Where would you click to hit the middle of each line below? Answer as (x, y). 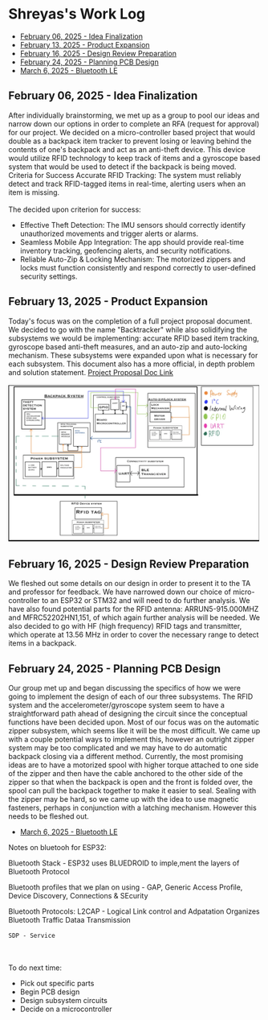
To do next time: (35, 968)
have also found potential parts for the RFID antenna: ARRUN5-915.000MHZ (134, 609)
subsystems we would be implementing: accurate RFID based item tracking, (134, 338)
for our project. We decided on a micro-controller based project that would (132, 132)
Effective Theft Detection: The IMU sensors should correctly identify (133, 225)
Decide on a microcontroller (66, 1009)
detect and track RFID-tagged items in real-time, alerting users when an (127, 184)
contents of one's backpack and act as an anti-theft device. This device (127, 149)
